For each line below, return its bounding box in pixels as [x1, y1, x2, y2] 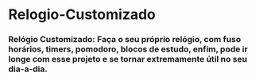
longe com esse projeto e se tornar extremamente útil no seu [8, 54, 248, 65]
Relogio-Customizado [8, 6, 157, 24]
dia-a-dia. [8, 63, 48, 74]
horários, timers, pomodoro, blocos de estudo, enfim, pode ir [8, 44, 248, 55]
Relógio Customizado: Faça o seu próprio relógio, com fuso [8, 34, 241, 45]
